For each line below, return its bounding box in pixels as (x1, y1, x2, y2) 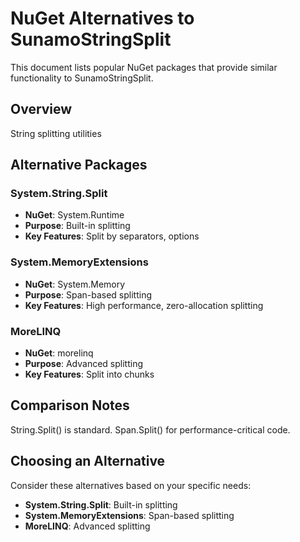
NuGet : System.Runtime (24, 209, 125, 221)
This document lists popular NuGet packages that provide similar (10, 61, 278, 73)
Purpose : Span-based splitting (24, 288, 153, 301)
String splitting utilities (10, 127, 102, 139)
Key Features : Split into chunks (24, 368, 155, 381)
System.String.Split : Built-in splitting (24, 498, 178, 511)
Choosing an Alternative (10, 453, 166, 470)
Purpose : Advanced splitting (24, 358, 144, 370)
